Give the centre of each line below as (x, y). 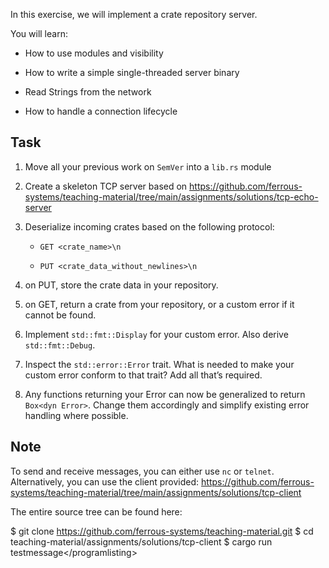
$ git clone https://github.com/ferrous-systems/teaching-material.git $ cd (162, 531)
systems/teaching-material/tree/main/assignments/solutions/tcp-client (156, 492)
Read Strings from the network (88, 92)
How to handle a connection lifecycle (101, 111)
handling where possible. (76, 415)
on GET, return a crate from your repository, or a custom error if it (159, 304)
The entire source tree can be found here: (96, 511)
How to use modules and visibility (94, 53)
